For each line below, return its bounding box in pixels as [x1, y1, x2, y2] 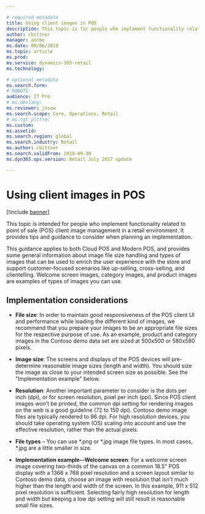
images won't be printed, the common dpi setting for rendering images [15, 400, 193, 408]
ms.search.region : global [6, 133, 72, 140]
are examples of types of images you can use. [6, 277, 123, 285]
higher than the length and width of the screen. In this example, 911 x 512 [15, 482, 198, 490]
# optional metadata [6, 76, 59, 83]
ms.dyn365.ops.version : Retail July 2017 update [6, 156, 132, 162]
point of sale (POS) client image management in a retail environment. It [6, 226, 184, 234]
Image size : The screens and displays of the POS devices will [15, 356, 171, 363]
